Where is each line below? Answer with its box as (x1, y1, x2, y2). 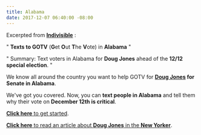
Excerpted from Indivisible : (6, 31, 76, 38)
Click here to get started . (6, 109, 69, 117)
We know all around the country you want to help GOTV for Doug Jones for (6, 73, 195, 80)
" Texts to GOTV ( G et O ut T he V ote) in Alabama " (6, 43, 131, 50)
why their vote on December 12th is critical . (6, 98, 117, 105)
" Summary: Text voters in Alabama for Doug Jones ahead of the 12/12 (6, 55, 183, 62)
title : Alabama (6, 9, 45, 15)
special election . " (6, 61, 53, 69)
